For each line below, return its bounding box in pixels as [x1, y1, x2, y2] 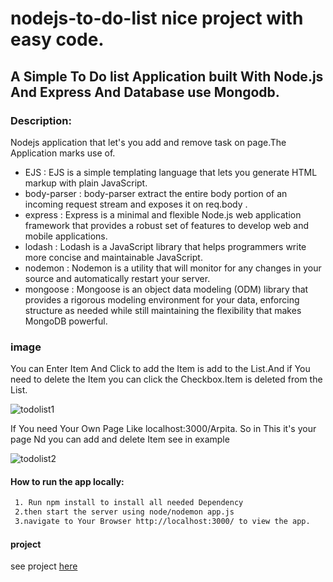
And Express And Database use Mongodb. [10, 83, 280, 101]
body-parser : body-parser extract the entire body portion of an [24, 187, 288, 199]
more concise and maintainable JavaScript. [24, 251, 203, 263]
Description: [10, 113, 72, 127]
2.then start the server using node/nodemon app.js [14, 507, 235, 517]
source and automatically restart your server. [24, 272, 211, 284]
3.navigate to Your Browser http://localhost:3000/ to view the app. [14, 517, 311, 527]
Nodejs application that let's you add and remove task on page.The [10, 136, 287, 148]
